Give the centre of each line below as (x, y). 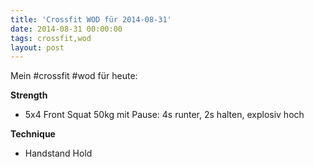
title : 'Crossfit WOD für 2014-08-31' (91, 19)
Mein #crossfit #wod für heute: (74, 76)
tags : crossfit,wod (51, 38)
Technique (33, 134)
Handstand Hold (58, 153)
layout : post (37, 47)
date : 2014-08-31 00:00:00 (66, 29)
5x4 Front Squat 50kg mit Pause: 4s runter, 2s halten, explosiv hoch (164, 115)
